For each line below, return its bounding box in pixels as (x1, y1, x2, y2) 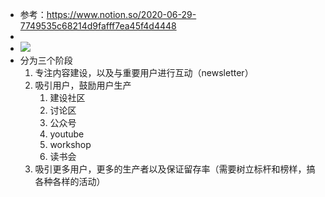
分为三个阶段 (19, 54, 73, 66)
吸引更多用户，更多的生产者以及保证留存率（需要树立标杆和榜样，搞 (34, 163, 316, 175)
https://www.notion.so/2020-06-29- (46, 9, 197, 20)
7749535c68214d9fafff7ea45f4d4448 (19, 20, 177, 32)
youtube (49, 128, 85, 140)
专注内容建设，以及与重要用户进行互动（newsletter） (34, 67, 254, 78)
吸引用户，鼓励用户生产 (34, 79, 132, 91)
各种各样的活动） (34, 176, 106, 187)
